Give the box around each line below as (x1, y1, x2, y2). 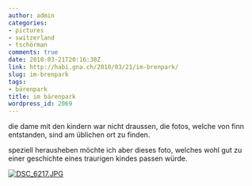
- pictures (8, 26, 44, 34)
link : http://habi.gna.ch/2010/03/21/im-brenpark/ (8, 63, 179, 71)
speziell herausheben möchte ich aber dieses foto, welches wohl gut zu (8, 146, 242, 155)
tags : (8, 78, 26, 85)
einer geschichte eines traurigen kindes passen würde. (8, 154, 188, 163)
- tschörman (8, 41, 48, 49)
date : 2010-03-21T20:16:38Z (8, 56, 101, 64)
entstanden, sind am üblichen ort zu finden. (8, 130, 151, 139)
